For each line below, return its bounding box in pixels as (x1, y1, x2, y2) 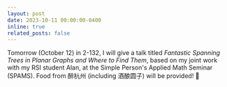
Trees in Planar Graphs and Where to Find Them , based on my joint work (7, 56, 218, 65)
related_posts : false (7, 29, 71, 37)
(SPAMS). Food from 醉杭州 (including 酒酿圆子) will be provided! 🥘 (7, 72, 200, 80)
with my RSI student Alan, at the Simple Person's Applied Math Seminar (7, 63, 213, 72)
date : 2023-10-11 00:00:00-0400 (7, 17, 101, 24)
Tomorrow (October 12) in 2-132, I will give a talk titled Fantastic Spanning (7, 49, 221, 57)
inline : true (7, 23, 45, 30)
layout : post (7, 10, 45, 17)
